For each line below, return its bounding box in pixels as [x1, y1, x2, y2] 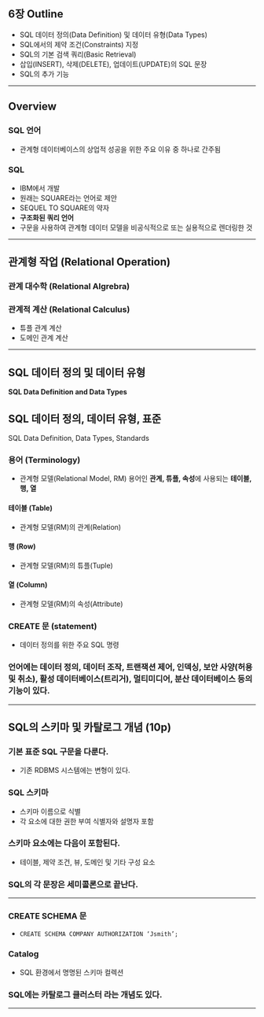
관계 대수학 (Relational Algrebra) [8, 281, 130, 292]
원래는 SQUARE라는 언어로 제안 [19, 193, 118, 202]
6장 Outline [8, 7, 64, 21]
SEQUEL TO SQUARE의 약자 [19, 203, 110, 213]
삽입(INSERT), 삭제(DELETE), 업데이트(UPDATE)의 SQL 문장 [19, 59, 207, 68]
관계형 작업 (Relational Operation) [8, 255, 171, 269]
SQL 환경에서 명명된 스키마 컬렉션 [19, 967, 124, 977]
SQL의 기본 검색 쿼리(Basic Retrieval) [19, 50, 137, 59]
